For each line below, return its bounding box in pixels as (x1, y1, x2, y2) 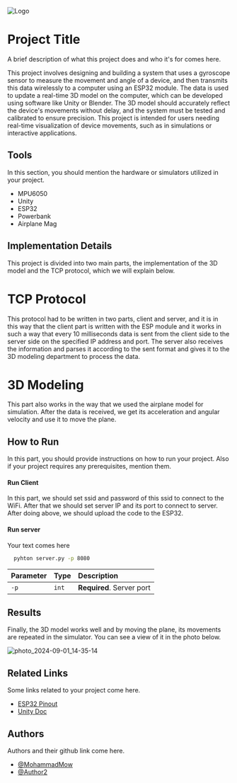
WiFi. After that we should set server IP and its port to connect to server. (7, 501, 218, 510)
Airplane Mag (17, 219, 57, 228)
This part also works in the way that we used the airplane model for (7, 400, 204, 408)
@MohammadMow (17, 760, 73, 768)
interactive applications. (7, 128, 77, 137)
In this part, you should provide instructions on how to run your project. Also (7, 455, 229, 463)
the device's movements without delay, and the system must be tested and (7, 106, 226, 115)
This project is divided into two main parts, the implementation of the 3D (7, 258, 218, 267)
